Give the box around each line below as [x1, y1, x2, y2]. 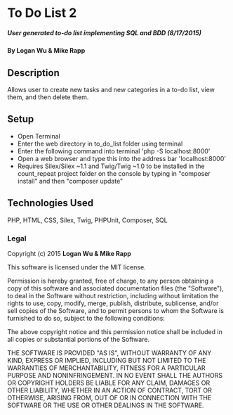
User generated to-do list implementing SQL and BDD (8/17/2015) [7, 28, 202, 37]
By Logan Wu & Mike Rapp [7, 46, 86, 55]
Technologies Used [7, 197, 93, 209]
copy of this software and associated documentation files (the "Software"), [7, 283, 225, 293]
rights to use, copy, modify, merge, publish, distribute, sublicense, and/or [7, 299, 219, 307]
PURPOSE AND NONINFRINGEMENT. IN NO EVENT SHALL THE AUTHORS [7, 371, 223, 379]
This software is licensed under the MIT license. [7, 262, 146, 272]
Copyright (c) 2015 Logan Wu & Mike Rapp [7, 249, 132, 257]
